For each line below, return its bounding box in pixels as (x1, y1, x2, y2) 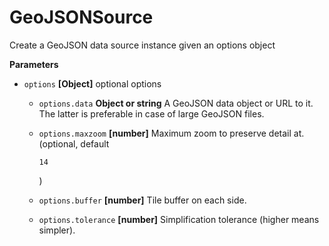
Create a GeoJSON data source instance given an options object (9, 39, 276, 51)
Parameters (9, 58, 59, 70)
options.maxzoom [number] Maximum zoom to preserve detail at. (38, 127, 305, 139)
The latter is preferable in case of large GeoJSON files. (38, 107, 265, 120)
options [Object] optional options (23, 77, 162, 90)
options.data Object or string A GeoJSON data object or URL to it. (38, 97, 314, 109)
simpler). (38, 224, 76, 236)
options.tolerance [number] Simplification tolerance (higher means (38, 213, 320, 225)
